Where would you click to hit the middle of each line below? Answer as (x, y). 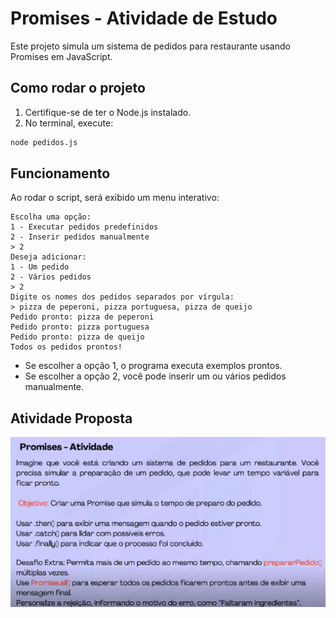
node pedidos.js (44, 142)
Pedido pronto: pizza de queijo (77, 337)
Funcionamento (60, 173)
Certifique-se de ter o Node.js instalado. (108, 112)
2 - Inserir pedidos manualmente (80, 237)
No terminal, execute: (69, 123)
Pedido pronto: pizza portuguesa (80, 327)
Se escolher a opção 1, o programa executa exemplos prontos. (153, 366)
